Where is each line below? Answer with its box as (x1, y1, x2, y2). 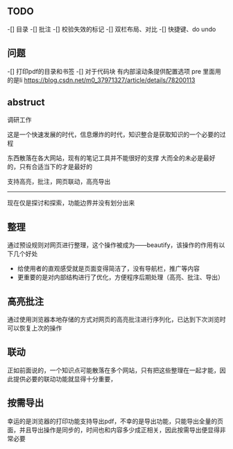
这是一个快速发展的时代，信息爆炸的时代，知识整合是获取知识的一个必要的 (7, 130, 220, 139)
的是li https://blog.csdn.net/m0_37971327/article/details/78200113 (7, 76, 196, 84)
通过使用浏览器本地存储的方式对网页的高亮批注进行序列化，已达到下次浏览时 (7, 315, 226, 324)
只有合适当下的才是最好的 (19, 163, 92, 171)
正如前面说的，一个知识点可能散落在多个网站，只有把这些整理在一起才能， (7, 365, 220, 375)
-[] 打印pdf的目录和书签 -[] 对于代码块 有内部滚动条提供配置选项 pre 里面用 (7, 67, 222, 75)
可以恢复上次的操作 (7, 324, 62, 333)
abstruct (7, 97, 45, 109)
